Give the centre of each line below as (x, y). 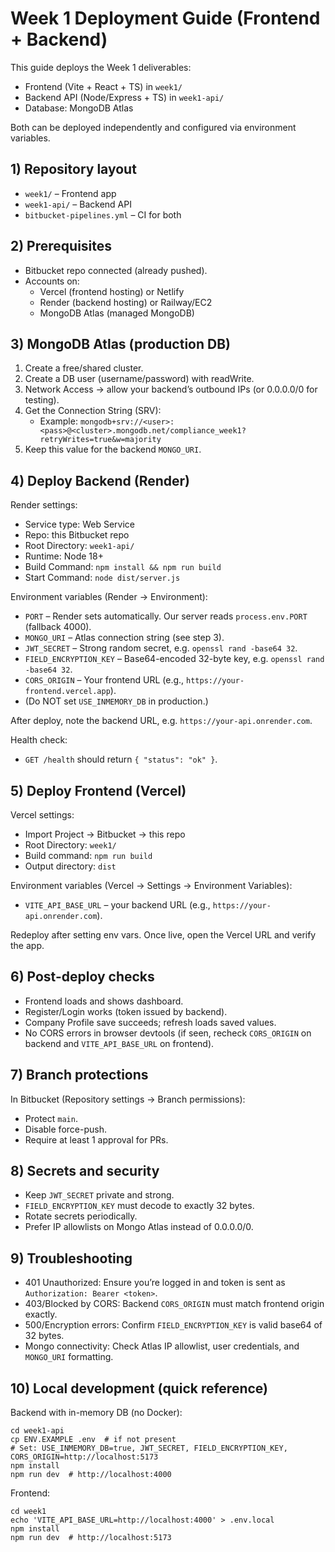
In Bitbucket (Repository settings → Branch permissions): (128, 1099)
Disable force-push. (65, 1129)
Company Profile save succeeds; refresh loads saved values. (150, 1022)
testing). (42, 400)
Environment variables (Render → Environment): (109, 597)
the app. (27, 945)
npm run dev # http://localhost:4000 (91, 1475)
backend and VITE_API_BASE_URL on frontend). (119, 1043)
